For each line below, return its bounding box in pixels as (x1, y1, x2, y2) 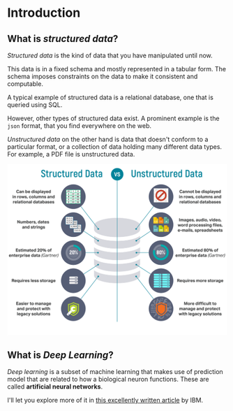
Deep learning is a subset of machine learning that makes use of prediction (7, 368, 223, 376)
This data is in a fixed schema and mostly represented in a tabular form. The (7, 65, 227, 73)
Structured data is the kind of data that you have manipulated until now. (7, 51, 213, 59)
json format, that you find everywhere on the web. (7, 122, 152, 130)
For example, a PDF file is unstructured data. (7, 150, 135, 158)
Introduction (7, 5, 81, 21)
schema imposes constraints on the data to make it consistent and (7, 72, 198, 80)
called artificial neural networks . (7, 382, 103, 391)
